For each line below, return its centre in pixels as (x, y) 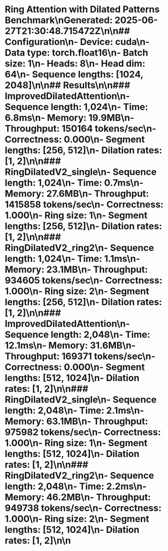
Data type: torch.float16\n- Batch (77, 53)
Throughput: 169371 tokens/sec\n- (80, 356)
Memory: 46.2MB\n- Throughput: (78, 497)
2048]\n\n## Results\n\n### (68, 85)
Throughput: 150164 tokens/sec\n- (81, 129)
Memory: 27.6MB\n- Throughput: (77, 194)
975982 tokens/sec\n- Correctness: (83, 432)
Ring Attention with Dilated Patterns (82, 9)
